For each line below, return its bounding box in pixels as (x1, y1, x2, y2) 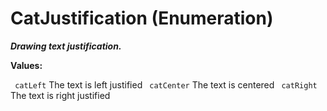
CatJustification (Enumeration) (10, 7, 274, 30)
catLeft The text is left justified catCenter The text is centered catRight (14, 78, 318, 91)
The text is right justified (10, 89, 111, 101)
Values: (10, 59, 43, 71)
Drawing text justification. (10, 40, 122, 52)
